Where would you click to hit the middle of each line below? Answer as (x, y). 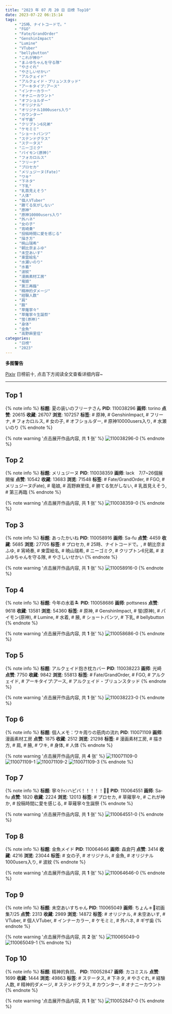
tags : (11, 19)
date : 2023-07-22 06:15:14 (34, 15)
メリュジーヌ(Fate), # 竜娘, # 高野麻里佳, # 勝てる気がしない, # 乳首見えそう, (86, 486)
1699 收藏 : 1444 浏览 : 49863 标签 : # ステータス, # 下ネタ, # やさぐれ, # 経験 (85, 978)
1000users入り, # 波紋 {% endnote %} (46, 862)
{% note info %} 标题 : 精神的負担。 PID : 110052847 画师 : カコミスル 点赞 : (82, 972)
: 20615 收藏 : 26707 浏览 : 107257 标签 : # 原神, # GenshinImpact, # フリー (87, 415)
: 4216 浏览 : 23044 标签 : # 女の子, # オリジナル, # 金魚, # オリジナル (82, 856)
